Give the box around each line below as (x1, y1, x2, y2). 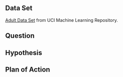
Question (5, 32, 35, 40)
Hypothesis (5, 48, 43, 57)
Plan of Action (5, 65, 50, 74)
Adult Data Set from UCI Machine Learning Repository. (5, 17, 118, 23)
